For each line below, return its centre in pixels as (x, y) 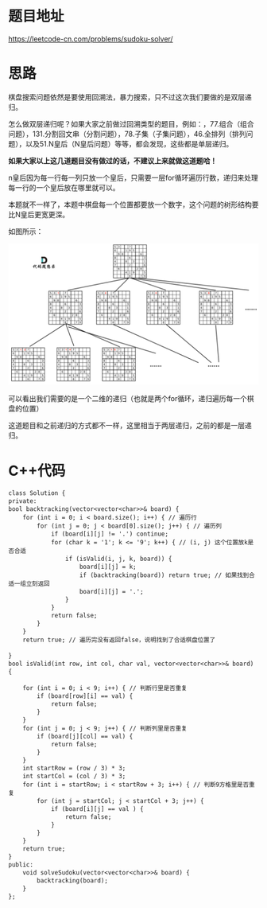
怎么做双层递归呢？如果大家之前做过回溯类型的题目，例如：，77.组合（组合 (131, 123)
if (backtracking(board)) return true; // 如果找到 (164, 575)
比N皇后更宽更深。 (39, 214)
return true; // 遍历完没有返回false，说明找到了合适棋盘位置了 (119, 640)
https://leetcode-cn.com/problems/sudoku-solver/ (91, 39)
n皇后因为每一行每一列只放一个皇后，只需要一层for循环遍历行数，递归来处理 (133, 177)
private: (23, 501)
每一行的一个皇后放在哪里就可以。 (64, 187)
